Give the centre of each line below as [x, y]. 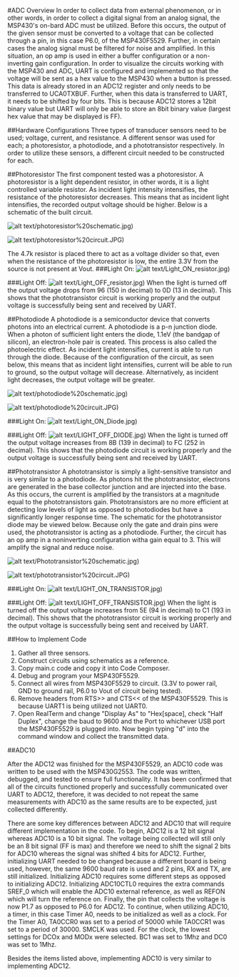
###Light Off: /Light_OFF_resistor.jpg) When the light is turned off [117, 282]
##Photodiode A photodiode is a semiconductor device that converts [109, 319]
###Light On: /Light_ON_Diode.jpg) [72, 421]
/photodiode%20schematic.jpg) [81, 394]
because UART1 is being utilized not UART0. [82, 706]
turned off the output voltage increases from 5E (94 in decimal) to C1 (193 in [119, 610]
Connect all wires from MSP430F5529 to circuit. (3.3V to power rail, [117, 683]
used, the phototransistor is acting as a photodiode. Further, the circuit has [117, 532]
